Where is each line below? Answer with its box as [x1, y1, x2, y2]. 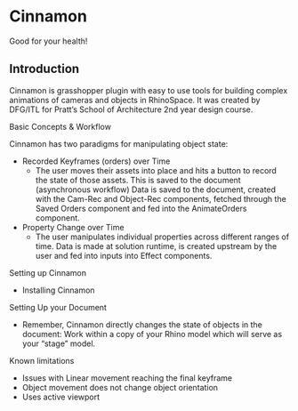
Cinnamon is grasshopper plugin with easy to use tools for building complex [9, 85, 288, 95]
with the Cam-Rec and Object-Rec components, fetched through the [35, 193, 286, 204]
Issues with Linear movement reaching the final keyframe [21, 372, 233, 383]
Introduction [9, 61, 80, 77]
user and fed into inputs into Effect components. [35, 250, 213, 261]
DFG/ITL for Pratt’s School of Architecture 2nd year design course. [9, 104, 254, 115]
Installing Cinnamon [21, 285, 95, 295]
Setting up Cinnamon [9, 267, 87, 278]
